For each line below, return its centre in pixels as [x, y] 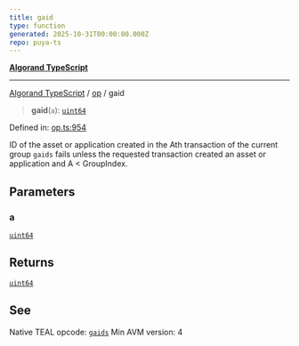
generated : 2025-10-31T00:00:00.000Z [79, 34]
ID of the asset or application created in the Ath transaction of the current [144, 145]
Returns [32, 263]
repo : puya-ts [36, 42]
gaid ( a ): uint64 [58, 110]
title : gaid [31, 17]
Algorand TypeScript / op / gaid [67, 93]
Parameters [42, 192]
